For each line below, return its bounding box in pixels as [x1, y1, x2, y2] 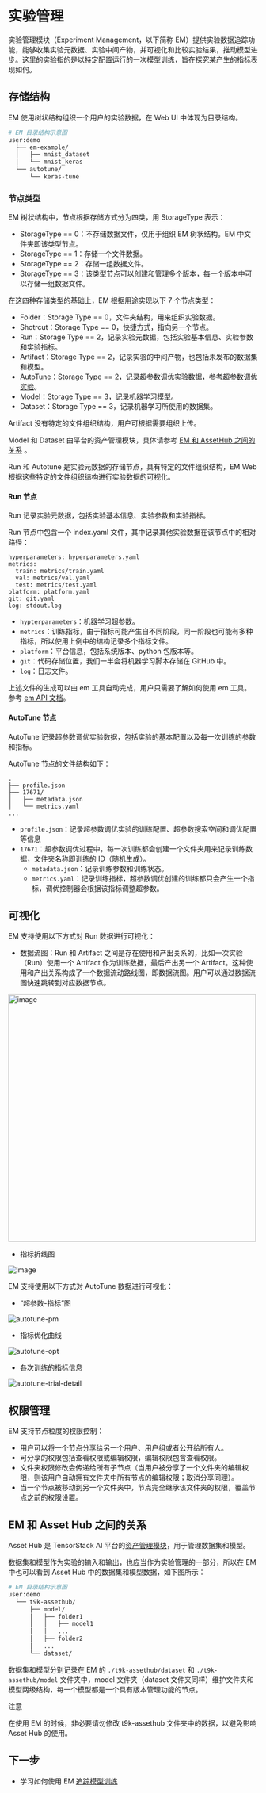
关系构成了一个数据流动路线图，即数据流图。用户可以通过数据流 [47, 968, 256, 977]
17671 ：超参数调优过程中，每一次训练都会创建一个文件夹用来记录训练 [19, 843, 246, 853]
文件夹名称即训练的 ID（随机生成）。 [33, 854, 150, 863]
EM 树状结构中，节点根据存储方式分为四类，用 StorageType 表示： [8, 212, 226, 222]
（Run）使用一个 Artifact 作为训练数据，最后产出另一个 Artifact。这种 [19, 958, 247, 968]
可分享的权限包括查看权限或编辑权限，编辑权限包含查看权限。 [19, 1453, 222, 1462]
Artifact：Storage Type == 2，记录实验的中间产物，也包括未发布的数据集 [19, 352, 258, 361]
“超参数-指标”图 [19, 1298, 71, 1308]
